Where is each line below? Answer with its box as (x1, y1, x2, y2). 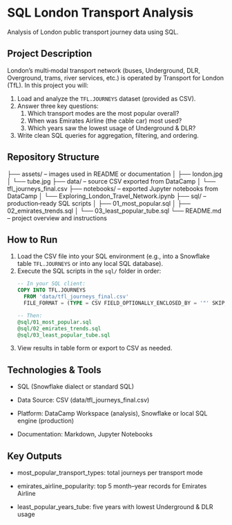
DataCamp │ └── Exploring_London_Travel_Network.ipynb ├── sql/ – (7, 192, 206, 200)
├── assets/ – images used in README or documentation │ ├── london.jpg (7, 170, 223, 178)
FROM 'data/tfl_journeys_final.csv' (23, 293, 129, 301)
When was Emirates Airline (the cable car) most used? (27, 116, 182, 125)
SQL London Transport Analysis (7, 5, 194, 21)
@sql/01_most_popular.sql (17, 319, 92, 326)
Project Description (7, 48, 93, 60)
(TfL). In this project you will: (7, 81, 88, 89)
